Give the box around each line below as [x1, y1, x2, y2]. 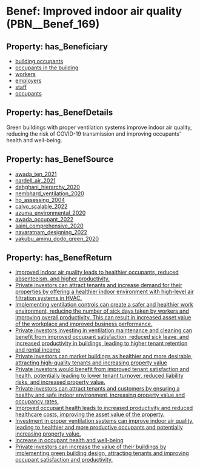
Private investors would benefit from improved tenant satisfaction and [15, 366, 190, 373]
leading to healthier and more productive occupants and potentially [15, 424, 183, 431]
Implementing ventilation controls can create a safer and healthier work [15, 301, 193, 308]
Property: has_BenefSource [6, 154, 114, 165]
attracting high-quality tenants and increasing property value [15, 359, 168, 366]
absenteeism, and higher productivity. [15, 275, 110, 282]
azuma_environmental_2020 [15, 209, 86, 217]
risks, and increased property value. [15, 378, 106, 386]
